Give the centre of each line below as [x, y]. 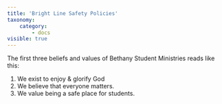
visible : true [27, 39]
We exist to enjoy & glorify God [61, 79]
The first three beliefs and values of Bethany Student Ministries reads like [111, 58]
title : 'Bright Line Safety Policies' [63, 13]
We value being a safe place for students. [76, 94]
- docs [41, 32]
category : [34, 26]
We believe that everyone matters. [66, 86]
